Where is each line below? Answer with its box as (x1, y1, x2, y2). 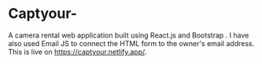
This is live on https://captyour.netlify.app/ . (8, 47, 147, 56)
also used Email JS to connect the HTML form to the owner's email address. (8, 38, 255, 48)
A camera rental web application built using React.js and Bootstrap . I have (8, 30, 249, 40)
